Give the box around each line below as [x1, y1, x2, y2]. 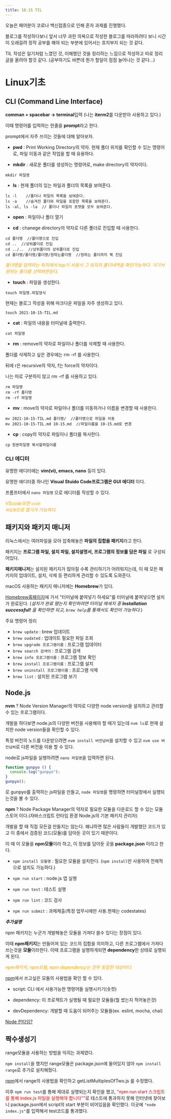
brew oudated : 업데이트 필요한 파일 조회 [12, 635, 93, 641]
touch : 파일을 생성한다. [12, 279, 61, 285]
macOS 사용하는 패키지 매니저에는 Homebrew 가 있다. [5, 583, 114, 589]
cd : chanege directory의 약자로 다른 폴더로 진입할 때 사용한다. [12, 225, 139, 231]
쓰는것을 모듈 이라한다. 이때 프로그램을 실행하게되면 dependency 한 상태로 [5, 947, 153, 953]
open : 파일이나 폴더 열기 [12, 213, 64, 220]
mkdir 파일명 [5, 173, 30, 178]
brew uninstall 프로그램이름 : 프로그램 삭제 [12, 666, 98, 673]
